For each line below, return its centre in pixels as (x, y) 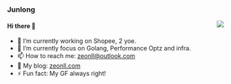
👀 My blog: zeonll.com (49, 66)
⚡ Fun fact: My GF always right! (62, 74)
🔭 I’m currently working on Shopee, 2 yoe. (77, 41)
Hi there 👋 (21, 26)
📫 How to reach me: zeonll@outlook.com (76, 56)
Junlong (21, 10)
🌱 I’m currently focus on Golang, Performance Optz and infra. (104, 48)
